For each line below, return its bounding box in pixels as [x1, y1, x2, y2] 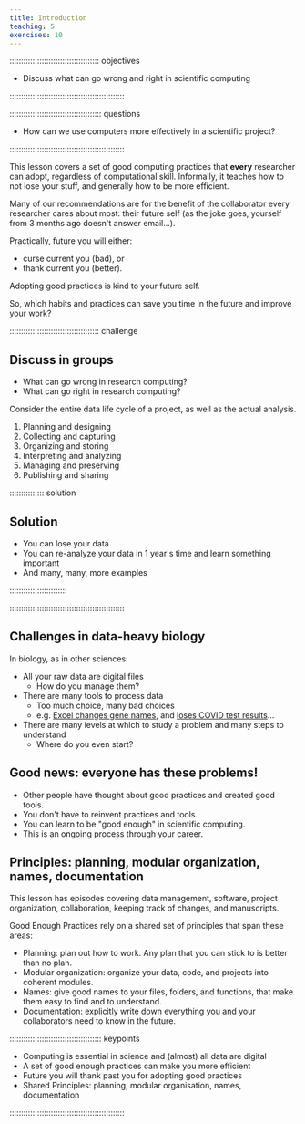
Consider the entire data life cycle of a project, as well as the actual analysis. [9, 403, 297, 415]
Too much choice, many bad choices [36, 700, 175, 711]
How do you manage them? [36, 681, 140, 692]
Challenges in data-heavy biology [9, 629, 206, 644]
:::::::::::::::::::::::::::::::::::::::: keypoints [9, 1033, 140, 1045]
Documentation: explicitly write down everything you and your [22, 1005, 257, 1017]
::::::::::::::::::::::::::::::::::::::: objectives [9, 56, 140, 67]
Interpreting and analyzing [22, 451, 122, 462]
